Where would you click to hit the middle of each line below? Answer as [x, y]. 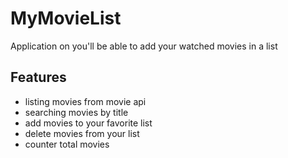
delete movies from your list [82, 133]
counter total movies [67, 144]
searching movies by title [76, 112]
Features [38, 77]
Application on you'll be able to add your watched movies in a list [144, 46]
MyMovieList [66, 18]
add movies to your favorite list [88, 123]
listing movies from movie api [85, 101]
